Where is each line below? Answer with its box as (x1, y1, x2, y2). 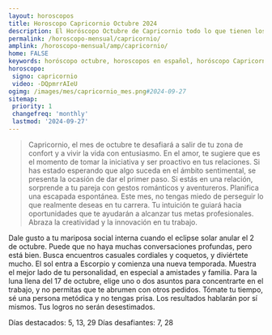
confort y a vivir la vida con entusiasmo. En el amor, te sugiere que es (28, 148, 261, 158)
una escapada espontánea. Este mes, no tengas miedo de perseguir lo (28, 191, 264, 201)
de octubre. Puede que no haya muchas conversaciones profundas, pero (8, 241, 253, 251)
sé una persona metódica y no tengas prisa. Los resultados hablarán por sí (8, 293, 257, 303)
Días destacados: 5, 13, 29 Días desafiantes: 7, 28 (8, 317, 174, 327)
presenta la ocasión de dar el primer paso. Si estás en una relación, (28, 174, 253, 183)
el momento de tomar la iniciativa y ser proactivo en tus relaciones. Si (28, 157, 261, 166)
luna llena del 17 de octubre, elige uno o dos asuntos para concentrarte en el (8, 276, 264, 286)
